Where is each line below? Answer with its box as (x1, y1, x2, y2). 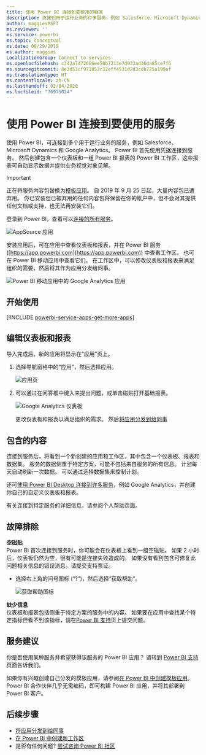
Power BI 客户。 (6, 689, 47, 697)
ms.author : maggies (6, 49, 56, 55)
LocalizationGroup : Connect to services (6, 55, 112, 61)
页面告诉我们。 (6, 661, 44, 668)
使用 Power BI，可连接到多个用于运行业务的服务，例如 (6, 139, 143, 146)
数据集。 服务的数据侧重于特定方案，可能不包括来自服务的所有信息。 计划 (6, 460, 192, 468)
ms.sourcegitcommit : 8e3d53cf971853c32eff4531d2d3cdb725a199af (6, 66, 172, 72)
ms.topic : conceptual (6, 37, 62, 44)
